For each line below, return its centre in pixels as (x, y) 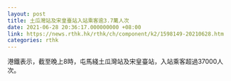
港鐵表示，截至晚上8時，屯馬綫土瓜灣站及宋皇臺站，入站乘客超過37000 (112, 62)
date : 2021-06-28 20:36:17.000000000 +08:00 (74, 27)
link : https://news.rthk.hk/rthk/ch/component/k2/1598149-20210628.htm (116, 34)
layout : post (27, 14)
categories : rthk (33, 40)
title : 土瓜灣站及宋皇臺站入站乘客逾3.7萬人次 (68, 21)
